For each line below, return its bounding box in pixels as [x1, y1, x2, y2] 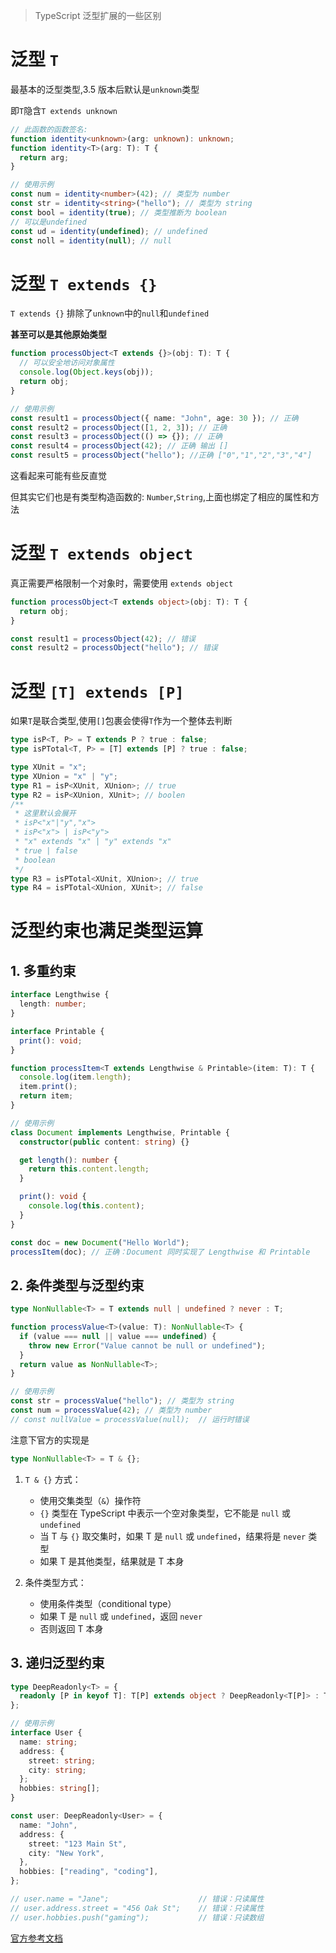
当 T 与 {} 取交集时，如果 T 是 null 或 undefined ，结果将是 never [39, 1530, 307, 1542]
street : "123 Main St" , [28, 1839, 128, 1849]
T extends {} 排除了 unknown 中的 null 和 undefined [10, 307, 210, 319]
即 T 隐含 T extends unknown [10, 104, 118, 116]
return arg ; [19, 152, 70, 163]
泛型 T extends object [10, 542, 193, 565]
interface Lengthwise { [10, 990, 110, 1000]
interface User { [10, 1728, 83, 1738]
